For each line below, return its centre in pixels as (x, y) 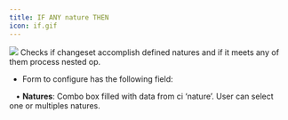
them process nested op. (55, 61)
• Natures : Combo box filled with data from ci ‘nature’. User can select (144, 96)
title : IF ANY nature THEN (59, 17)
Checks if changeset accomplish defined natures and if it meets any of (150, 52)
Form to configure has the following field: (97, 79)
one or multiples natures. (55, 105)
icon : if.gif (33, 26)
